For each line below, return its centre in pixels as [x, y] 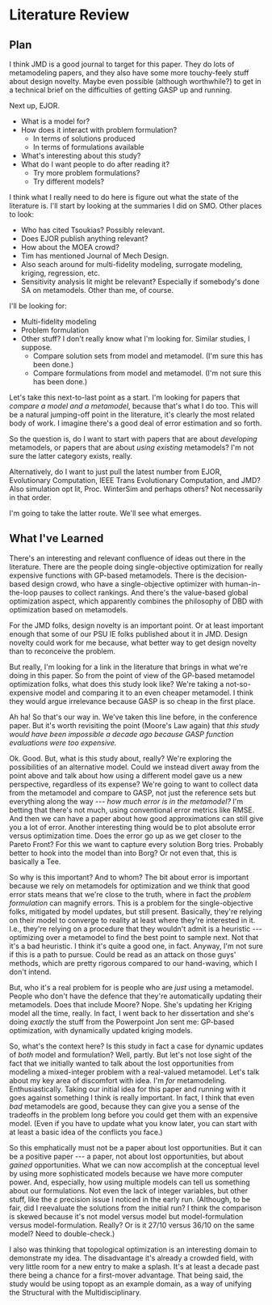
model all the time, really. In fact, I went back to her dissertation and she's [132, 1013]
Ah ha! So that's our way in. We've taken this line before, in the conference [133, 717]
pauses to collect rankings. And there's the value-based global [144, 592]
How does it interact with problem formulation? [99, 130]
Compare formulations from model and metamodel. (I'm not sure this [147, 373]
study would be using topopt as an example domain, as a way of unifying [131, 1283]
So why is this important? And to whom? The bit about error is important [129, 877]
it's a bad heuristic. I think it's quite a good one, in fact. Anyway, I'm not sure [136, 946]
